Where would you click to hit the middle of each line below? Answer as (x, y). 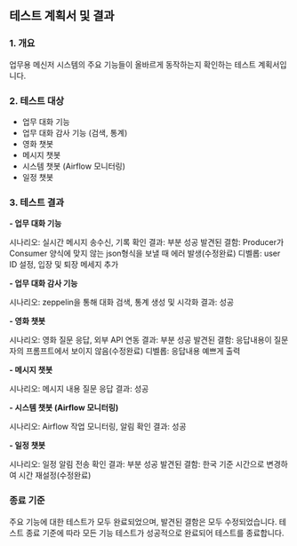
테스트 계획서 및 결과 (62, 16)
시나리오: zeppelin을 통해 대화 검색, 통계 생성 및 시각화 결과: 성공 (121, 302)
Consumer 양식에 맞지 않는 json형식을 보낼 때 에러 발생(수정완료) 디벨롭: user (145, 253)
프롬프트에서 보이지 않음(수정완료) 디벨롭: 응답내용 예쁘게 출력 (133, 351)
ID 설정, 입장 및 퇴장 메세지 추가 (64, 265)
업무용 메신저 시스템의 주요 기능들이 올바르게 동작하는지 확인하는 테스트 (132, 64)
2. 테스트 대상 (37, 100)
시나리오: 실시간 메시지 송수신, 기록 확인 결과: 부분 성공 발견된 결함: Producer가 (147, 242)
